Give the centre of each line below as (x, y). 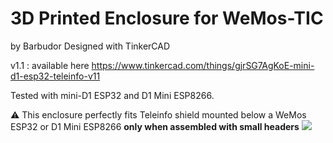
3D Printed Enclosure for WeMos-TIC (167, 18)
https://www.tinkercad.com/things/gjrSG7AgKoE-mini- (203, 65)
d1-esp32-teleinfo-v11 (55, 76)
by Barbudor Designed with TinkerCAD (90, 46)
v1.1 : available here (50, 65)
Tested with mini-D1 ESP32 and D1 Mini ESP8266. (112, 95)
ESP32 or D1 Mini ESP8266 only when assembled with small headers (155, 126)
